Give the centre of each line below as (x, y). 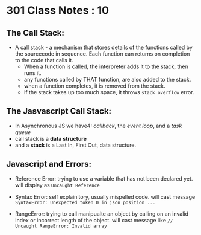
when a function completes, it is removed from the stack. (94, 86)
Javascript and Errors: (49, 164)
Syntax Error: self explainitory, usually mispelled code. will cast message (105, 196)
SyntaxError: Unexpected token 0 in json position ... (85, 202)
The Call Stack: (35, 33)
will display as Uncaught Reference (57, 185)
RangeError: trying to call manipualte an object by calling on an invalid (101, 214)
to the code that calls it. (44, 60)
